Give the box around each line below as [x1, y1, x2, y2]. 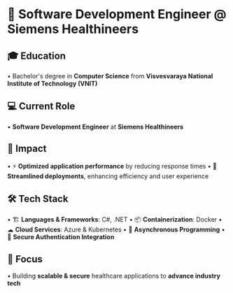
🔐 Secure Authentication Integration [7, 233, 115, 241]
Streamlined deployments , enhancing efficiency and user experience [7, 171, 209, 180]
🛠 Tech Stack [7, 193, 69, 205]
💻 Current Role [7, 101, 76, 113]
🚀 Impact [7, 143, 47, 155]
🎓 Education [7, 50, 66, 62]
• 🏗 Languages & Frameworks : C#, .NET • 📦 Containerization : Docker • [7, 215, 223, 224]
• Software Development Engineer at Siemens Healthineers [7, 122, 184, 131]
